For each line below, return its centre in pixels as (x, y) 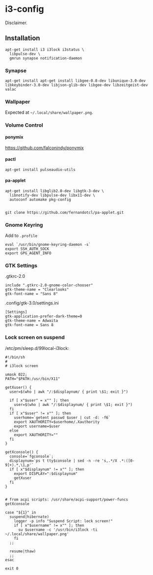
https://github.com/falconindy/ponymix (45, 148)
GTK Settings (21, 266)
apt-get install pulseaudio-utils (40, 169)
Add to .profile (21, 236)
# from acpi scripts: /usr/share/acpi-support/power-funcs (67, 499)
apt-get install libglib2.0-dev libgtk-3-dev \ (55, 191)
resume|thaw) (23, 551)
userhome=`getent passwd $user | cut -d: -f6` (62, 417)
